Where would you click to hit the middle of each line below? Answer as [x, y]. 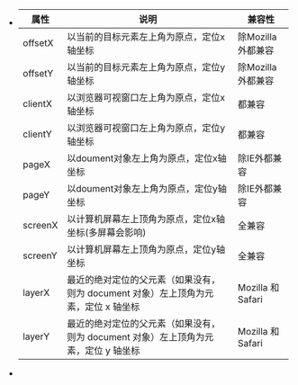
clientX [37, 104]
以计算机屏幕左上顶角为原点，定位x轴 [146, 219]
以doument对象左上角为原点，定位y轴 [147, 188]
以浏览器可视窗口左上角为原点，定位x [146, 98]
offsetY [38, 73]
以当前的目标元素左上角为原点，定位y [146, 67]
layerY [36, 336]
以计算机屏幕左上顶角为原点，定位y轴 [146, 249]
